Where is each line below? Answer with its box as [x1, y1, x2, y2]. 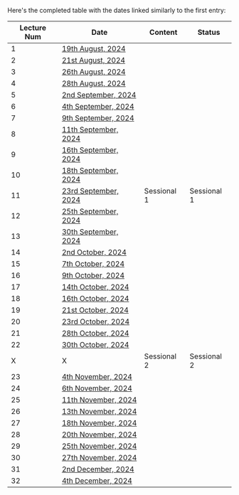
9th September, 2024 [61, 113, 134, 123]
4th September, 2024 [61, 102, 134, 111]
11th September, [61, 124, 119, 134]
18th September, [61, 166, 119, 175]
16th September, [61, 145, 119, 155]
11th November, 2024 [61, 395, 137, 405]
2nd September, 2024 [61, 90, 137, 100]
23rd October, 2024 [61, 316, 130, 326]
